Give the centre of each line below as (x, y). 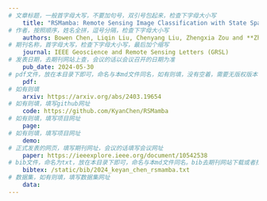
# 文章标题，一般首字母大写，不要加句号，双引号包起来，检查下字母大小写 (112, 15)
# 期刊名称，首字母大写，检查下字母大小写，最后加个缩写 (89, 45)
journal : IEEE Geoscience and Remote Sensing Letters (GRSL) (126, 52)
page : (32, 126)
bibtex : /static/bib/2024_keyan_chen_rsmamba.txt (106, 170)
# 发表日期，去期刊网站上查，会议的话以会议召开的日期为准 (92, 60)
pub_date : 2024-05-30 (58, 67)
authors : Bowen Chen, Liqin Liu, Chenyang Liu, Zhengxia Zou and (133, 38)
